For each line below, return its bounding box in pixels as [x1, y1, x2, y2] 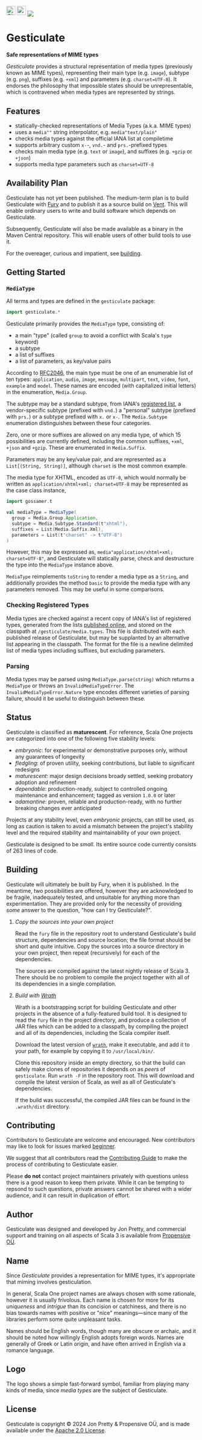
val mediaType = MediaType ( [6, 510, 77, 516]
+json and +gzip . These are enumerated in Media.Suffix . [6, 444, 147, 452]
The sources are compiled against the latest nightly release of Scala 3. [14, 967, 190, 975]
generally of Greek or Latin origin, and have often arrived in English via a [6, 1340, 186, 1348]
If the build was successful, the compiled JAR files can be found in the [14, 1096, 190, 1103]
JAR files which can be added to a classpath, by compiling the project [14, 1022, 189, 1030]
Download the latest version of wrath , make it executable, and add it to [14, 1040, 190, 1048]
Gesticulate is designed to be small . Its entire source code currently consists [6, 840, 197, 848]
